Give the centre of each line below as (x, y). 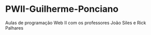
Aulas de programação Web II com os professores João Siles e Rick (76, 23)
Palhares (14, 28)
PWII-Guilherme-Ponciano (62, 9)
